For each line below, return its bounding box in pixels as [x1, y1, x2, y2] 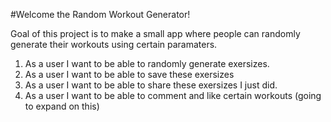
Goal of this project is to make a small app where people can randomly [10, 28, 301, 39]
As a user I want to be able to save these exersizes [24, 69, 235, 80]
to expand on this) [24, 100, 100, 112]
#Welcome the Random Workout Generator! [10, 9, 191, 20]
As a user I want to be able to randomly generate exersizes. [24, 58, 270, 69]
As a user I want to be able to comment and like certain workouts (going [24, 90, 322, 101]
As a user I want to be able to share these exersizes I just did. [24, 79, 278, 91]
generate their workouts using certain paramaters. [10, 39, 218, 50]
